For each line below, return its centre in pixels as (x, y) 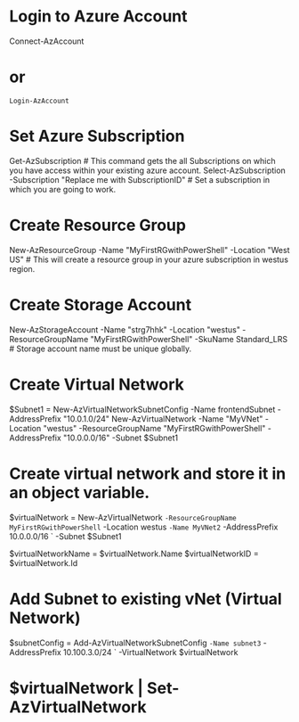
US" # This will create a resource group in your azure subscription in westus (149, 259)
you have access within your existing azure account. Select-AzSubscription (148, 170)
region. (22, 268)
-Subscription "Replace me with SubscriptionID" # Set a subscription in (140, 179)
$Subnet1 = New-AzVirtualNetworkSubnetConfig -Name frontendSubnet (142, 409)
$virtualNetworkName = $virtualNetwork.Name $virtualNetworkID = (134, 554)
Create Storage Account (101, 304)
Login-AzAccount (39, 101)
